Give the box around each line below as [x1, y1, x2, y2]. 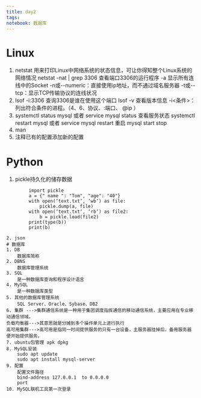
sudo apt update [17, 351, 58, 358]
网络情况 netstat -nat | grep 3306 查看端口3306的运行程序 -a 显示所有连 [14, 74, 194, 81]
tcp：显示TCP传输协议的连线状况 [14, 89, 97, 96]
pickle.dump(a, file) [39, 203, 94, 210]
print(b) [28, 224, 51, 231]
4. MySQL [6, 282, 28, 288]
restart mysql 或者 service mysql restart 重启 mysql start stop [14, 119, 167, 127]
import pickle [28, 188, 64, 194]
